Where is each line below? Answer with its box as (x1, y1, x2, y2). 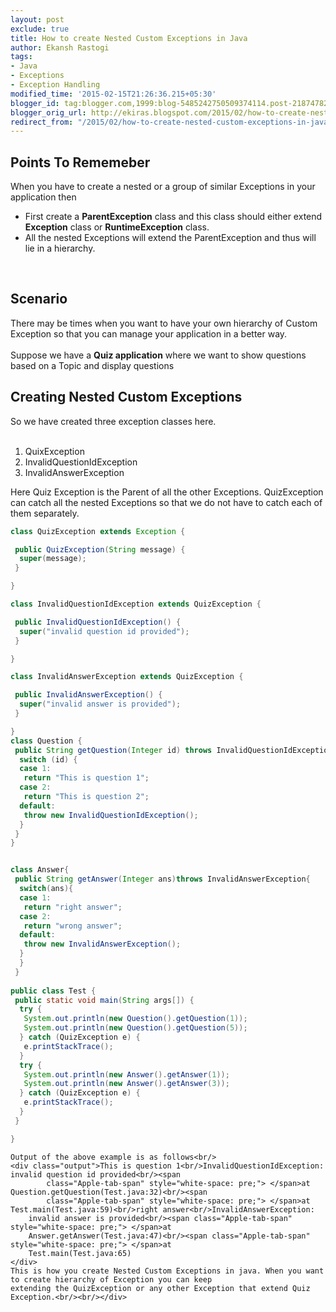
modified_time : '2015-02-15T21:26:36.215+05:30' (10, 89, 217, 99)
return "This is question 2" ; (23, 792, 150, 802)
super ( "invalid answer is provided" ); (19, 699, 182, 710)
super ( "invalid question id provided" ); (19, 626, 190, 636)
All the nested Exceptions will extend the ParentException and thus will (24, 232, 317, 244)
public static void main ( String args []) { (14, 995, 195, 1005)
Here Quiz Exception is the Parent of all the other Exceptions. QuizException (10, 486, 324, 498)
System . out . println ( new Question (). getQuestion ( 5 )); (23, 1023, 248, 1033)
